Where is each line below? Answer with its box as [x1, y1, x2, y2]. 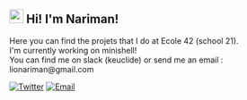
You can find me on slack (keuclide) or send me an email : [9, 54, 224, 65]
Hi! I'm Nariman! [25, 12, 119, 27]
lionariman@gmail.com [9, 63, 94, 74]
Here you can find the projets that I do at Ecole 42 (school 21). [9, 35, 240, 46]
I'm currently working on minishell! [9, 45, 137, 55]
